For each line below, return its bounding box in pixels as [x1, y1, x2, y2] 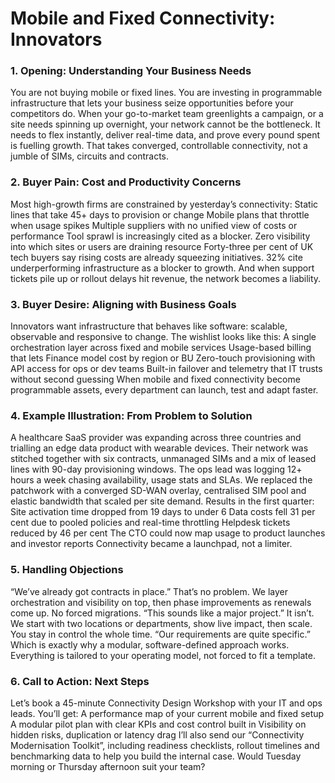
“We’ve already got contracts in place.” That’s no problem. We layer [10, 585, 288, 597]
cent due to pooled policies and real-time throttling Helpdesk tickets [10, 517, 291, 529]
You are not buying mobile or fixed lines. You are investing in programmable [10, 87, 323, 99]
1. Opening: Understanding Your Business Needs [10, 64, 252, 78]
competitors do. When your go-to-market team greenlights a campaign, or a [10, 108, 324, 120]
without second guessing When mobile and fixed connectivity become [10, 373, 301, 386]
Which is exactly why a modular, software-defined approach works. [10, 638, 290, 651]
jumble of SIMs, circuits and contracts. [10, 150, 170, 162]
